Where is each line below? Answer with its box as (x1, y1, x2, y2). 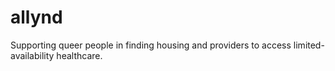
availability (10, 49, 55, 61)
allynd (10, 6, 63, 29)
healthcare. (56, 49, 103, 61)
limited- (293, 39, 325, 51)
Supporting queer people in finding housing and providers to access (10, 39, 292, 51)
